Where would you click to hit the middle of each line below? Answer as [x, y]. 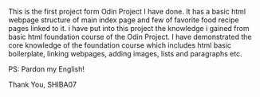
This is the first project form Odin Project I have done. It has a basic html [127, 12]
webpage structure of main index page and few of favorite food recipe [124, 20]
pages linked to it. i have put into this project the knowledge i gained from [129, 28]
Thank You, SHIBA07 [43, 84]
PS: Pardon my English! [47, 69]
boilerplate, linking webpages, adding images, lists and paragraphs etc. [125, 54]
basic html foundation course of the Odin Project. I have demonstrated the [130, 37]
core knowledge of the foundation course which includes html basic [120, 45]
